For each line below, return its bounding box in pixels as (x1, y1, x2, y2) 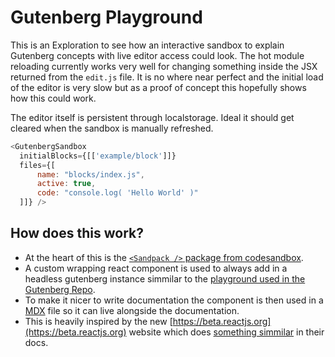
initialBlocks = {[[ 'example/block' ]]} (19, 151, 177, 161)
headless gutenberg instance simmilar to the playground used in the (24, 272, 306, 285)
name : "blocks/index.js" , (36, 169, 145, 180)
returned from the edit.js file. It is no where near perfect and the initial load (10, 71, 324, 83)
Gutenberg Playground (10, 6, 203, 29)
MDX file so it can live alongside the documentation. (24, 304, 240, 316)
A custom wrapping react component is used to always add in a (24, 262, 288, 274)
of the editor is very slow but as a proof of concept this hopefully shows (10, 81, 307, 93)
